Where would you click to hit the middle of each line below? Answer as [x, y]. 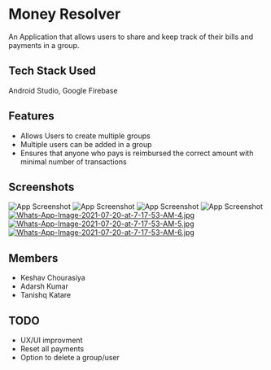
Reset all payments [52, 349]
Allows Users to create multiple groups [85, 136]
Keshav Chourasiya [52, 278]
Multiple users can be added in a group [86, 144]
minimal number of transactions [74, 161]
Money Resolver [65, 14]
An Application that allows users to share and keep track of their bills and [131, 37]
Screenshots [42, 187]
